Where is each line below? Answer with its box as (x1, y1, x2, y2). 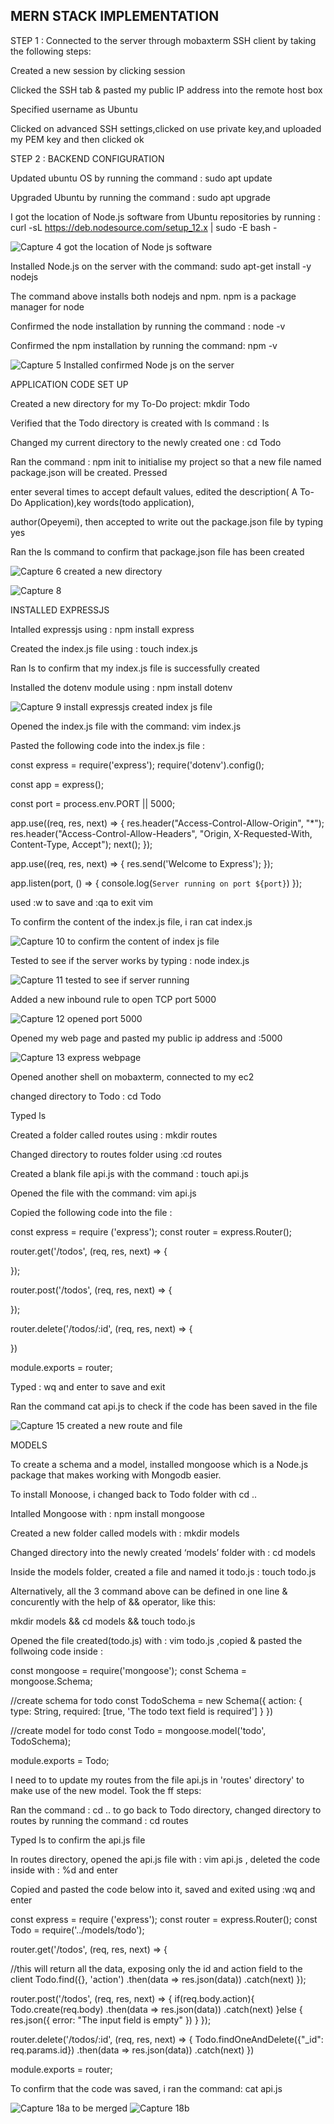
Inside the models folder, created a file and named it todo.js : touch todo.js (10, 1565, 317, 1578)
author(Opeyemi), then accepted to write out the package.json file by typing (10, 515, 324, 528)
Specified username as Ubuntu (10, 103, 138, 115)
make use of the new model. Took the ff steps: (10, 1784, 202, 1796)
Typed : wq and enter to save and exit (10, 1380, 166, 1393)
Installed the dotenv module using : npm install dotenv (10, 681, 233, 693)
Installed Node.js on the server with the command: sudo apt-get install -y (10, 260, 312, 272)
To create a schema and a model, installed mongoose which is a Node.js (10, 1458, 309, 1470)
